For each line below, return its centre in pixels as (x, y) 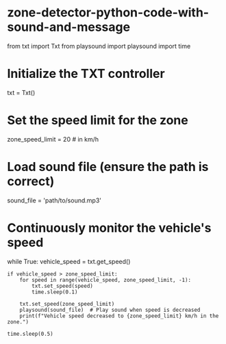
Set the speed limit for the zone (98, 120)
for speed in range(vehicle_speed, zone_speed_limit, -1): (105, 280)
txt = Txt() (21, 92)
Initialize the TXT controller (86, 74)
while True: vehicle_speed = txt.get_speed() (69, 261)
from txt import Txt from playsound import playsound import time (99, 46)
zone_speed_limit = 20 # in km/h (53, 139)
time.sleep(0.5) (30, 334)
